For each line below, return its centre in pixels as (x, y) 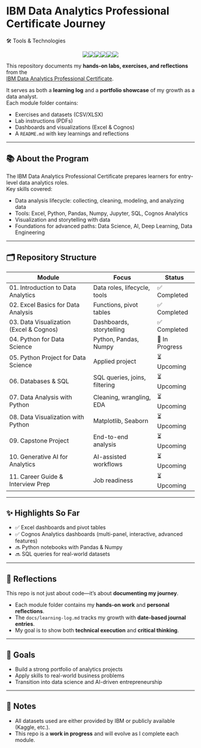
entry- (185, 176)
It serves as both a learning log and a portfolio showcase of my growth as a (100, 90)
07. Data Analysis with (41, 398)
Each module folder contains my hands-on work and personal (92, 605)
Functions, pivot (115, 305)
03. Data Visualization (40, 322)
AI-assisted (110, 457)
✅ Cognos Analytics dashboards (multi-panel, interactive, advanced (99, 534)
